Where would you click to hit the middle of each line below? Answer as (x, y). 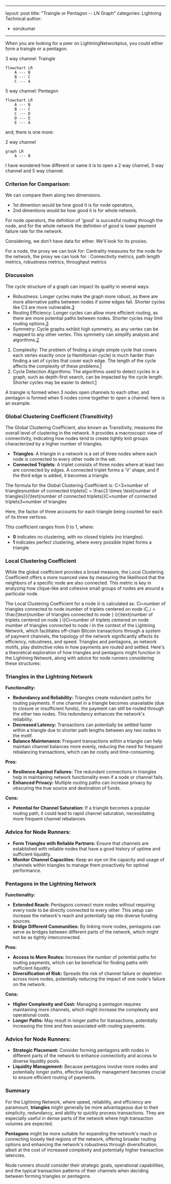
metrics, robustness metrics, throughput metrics (56, 262)
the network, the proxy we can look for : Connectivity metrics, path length (83, 257)
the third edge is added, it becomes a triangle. (61, 475)
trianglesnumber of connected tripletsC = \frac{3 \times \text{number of (81, 490)
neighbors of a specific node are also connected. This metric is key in (78, 583)
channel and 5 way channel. (35, 171)
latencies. (16, 1155)
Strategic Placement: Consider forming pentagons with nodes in (81, 1050)
